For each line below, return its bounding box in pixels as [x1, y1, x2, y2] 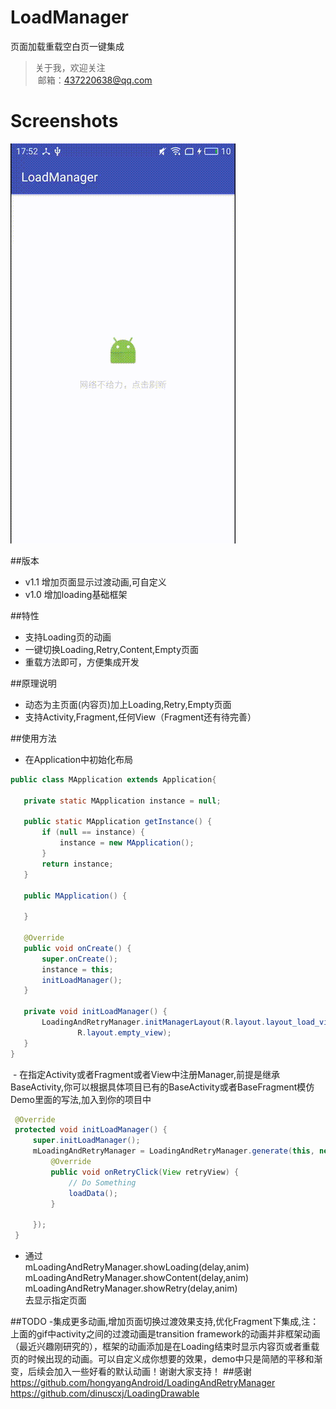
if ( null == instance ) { [41, 827, 145, 838]
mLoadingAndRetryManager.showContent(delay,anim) [24, 1272, 250, 1283]
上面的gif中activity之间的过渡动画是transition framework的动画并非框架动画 [10, 1328, 321, 1340]
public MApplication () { [23, 891, 128, 901]
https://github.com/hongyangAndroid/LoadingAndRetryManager [10, 1377, 276, 1388]
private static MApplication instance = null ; [23, 796, 222, 806]
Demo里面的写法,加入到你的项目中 [10, 1093, 152, 1105]
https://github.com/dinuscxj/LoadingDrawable [10, 1387, 200, 1399]
